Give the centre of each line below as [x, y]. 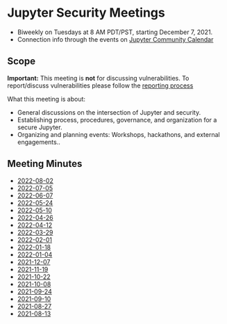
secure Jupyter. [40, 127]
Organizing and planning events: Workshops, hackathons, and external [118, 134]
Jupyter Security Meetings [86, 13]
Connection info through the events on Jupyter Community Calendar [115, 39]
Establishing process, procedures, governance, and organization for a [117, 120]
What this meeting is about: [46, 99]
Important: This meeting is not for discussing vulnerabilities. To [98, 78]
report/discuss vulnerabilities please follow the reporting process [100, 86]
